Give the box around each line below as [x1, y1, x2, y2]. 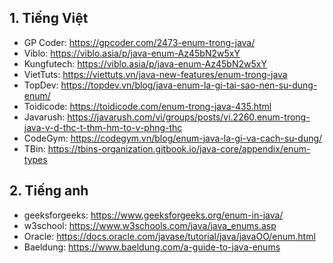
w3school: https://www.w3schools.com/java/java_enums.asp [23, 219, 277, 231]
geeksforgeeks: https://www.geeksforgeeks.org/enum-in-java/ [23, 209, 284, 221]
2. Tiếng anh [9, 182, 89, 200]
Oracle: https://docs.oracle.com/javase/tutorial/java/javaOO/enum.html [23, 230, 316, 242]
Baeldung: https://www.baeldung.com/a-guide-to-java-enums [23, 241, 281, 253]
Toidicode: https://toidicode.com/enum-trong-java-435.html [23, 100, 272, 112]
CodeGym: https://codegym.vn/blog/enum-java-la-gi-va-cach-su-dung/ [23, 132, 323, 144]
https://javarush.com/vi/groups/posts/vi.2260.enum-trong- [67, 111, 311, 123]
